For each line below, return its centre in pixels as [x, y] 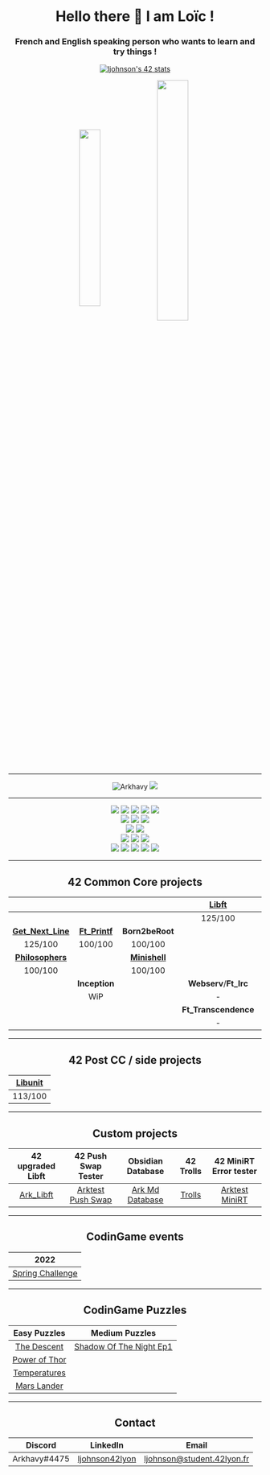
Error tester [234, 1171]
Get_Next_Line [41, 931]
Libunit [29, 1083]
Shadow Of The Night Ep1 [123, 1346]
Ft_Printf [96, 931]
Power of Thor [39, 1359]
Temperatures [39, 1373]
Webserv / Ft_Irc [218, 983]
